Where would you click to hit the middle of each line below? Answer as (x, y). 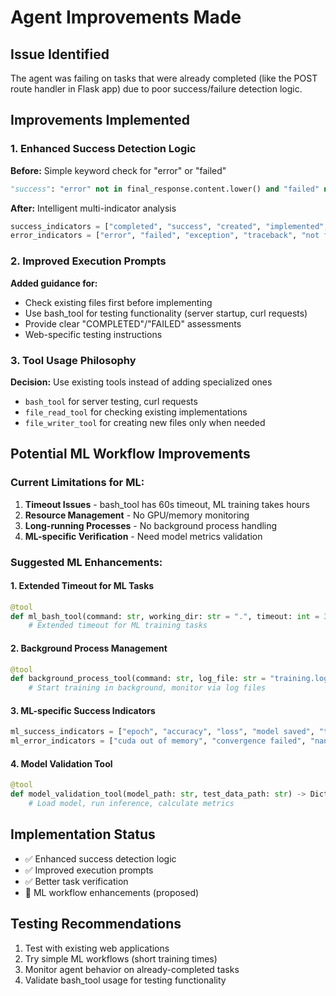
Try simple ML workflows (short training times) (121, 958)
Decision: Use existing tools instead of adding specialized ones (141, 382)
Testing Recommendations (96, 924)
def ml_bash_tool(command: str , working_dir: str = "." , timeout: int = (165, 616)
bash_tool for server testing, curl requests (111, 401)
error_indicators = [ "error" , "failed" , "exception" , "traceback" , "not (165, 236)
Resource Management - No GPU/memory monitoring (137, 515)
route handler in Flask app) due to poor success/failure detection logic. (156, 89)
